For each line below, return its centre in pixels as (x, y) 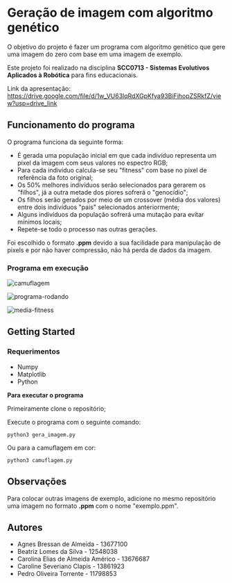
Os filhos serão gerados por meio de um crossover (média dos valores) (119, 199)
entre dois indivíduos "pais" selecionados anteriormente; (98, 207)
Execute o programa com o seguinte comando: (74, 422)
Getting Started (41, 332)
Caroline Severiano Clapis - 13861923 (71, 566)
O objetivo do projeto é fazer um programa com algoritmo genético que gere (116, 47)
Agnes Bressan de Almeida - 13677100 (72, 544)
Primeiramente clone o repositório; (56, 409)
